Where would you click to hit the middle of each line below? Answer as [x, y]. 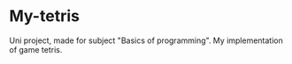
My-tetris [44, 16]
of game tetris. [36, 49]
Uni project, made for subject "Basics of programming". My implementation [146, 40]
